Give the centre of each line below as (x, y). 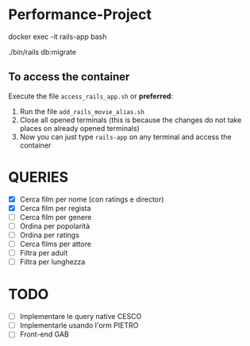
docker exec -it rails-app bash (58, 37)
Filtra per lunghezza (52, 262)
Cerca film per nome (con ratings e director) (92, 199)
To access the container (69, 77)
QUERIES (38, 177)
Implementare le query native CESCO (81, 317)
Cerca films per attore (56, 244)
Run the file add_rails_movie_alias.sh (82, 111)
